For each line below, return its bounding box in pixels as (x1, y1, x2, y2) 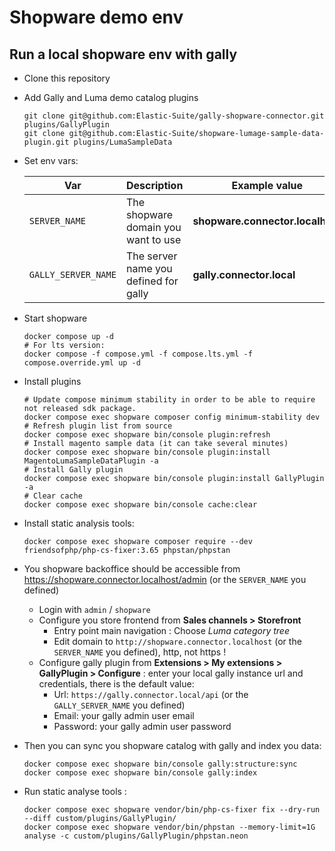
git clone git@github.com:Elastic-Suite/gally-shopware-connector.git (23, 111, 325, 121)
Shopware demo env (9, 6, 184, 29)
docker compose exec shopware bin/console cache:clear (23, 500, 258, 510)
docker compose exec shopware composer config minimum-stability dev (23, 412, 321, 422)
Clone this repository (23, 72, 111, 84)
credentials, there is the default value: (38, 678, 195, 690)
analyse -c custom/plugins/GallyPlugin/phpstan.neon (23, 831, 249, 841)
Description (125, 179, 184, 192)
